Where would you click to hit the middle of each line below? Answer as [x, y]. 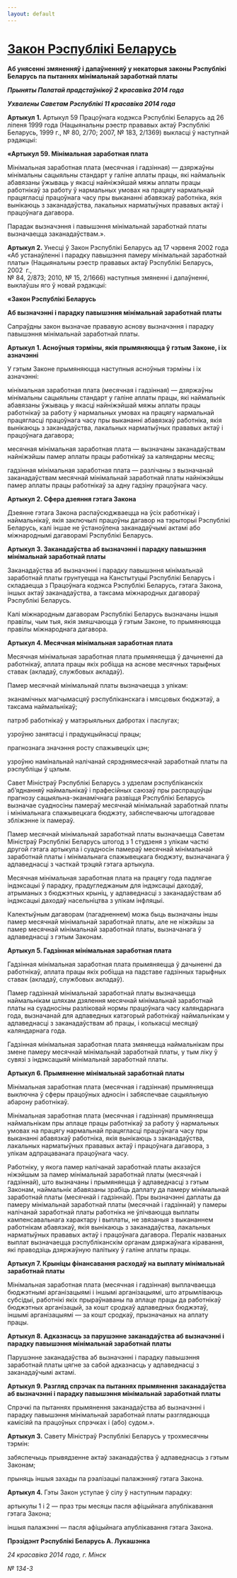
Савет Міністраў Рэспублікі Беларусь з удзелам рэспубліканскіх [105, 783]
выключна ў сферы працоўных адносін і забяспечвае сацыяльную [108, 1094]
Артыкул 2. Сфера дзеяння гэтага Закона [72, 499]
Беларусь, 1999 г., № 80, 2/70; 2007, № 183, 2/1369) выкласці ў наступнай [118, 132]
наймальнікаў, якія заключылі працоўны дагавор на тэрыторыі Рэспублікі [119, 520]
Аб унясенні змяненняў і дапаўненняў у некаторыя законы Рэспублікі [117, 69]
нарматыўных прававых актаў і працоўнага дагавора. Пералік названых [117, 1234]
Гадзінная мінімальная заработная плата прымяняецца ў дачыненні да [115, 964]
